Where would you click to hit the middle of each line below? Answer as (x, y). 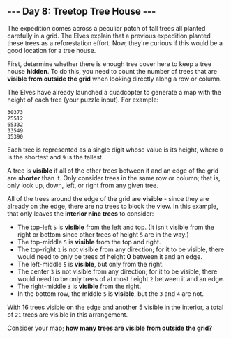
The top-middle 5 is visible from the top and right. (89, 242)
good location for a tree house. (52, 50)
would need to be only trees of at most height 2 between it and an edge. (121, 278)
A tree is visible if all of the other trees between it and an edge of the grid (113, 171)
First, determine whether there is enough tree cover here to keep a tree (109, 64)
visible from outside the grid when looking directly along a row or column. (114, 79)
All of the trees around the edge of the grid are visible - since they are (108, 198)
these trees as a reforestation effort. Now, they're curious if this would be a (115, 43)
